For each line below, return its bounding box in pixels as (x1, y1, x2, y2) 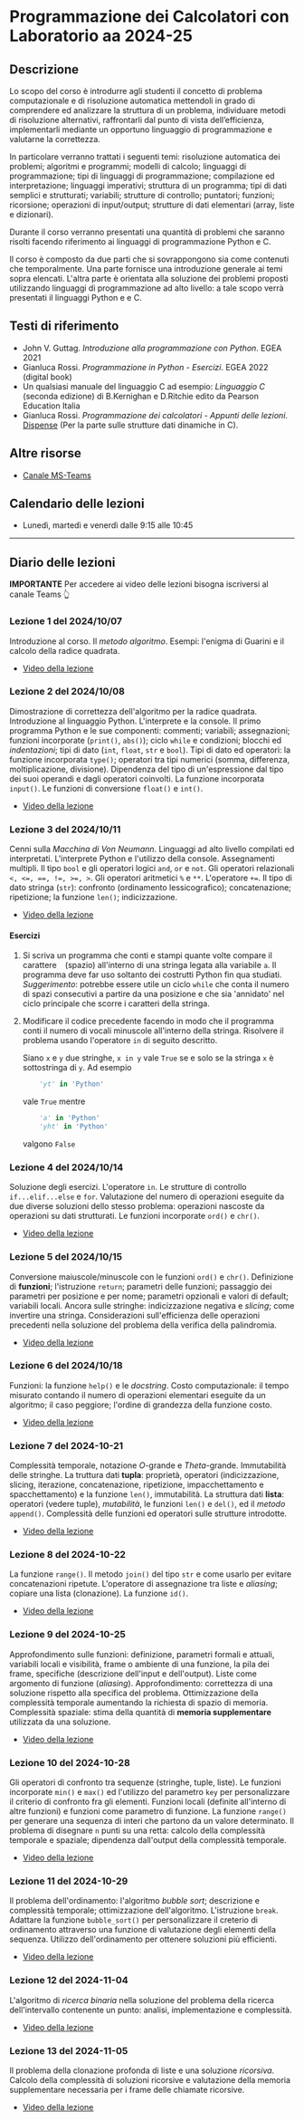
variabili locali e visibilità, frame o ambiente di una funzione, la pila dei (9, 1658, 270, 1669)
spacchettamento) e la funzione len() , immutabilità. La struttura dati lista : (9, 1489, 285, 1500)
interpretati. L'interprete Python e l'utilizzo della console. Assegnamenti (9, 853, 275, 864)
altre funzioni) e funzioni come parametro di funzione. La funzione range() (9, 1806, 287, 1817)
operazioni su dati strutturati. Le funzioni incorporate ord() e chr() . (9, 1211, 261, 1222)
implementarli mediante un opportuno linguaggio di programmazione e (9, 124, 273, 135)
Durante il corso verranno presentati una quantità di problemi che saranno (9, 226, 285, 237)
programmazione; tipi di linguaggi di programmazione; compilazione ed (9, 170, 275, 181)
